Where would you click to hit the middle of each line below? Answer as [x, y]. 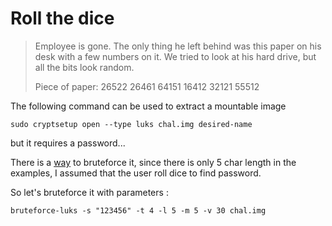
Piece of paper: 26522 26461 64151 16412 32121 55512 [147, 86]
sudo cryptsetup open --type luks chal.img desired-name [131, 124]
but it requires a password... [68, 143]
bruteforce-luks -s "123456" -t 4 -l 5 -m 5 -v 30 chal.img [138, 210]
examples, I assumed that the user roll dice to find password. [136, 173]
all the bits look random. [84, 67]
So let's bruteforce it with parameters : [89, 192]
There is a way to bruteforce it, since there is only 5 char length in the [153, 162]
